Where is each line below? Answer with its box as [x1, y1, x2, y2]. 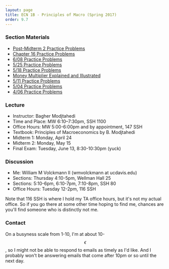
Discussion [5, 158, 34, 165]
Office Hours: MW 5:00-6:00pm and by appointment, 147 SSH [12, 123, 143, 130]
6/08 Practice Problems [12, 56, 62, 62]
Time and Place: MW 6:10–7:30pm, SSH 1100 [12, 118, 107, 124]
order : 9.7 [5, 17, 28, 22]
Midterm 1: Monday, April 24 [12, 134, 72, 141]
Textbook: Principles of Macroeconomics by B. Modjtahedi [12, 129, 136, 135]
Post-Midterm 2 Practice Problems [12, 45, 85, 51]
